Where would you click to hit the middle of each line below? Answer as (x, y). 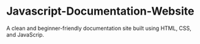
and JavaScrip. (25, 34)
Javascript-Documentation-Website (100, 11)
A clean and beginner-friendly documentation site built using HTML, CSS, (99, 28)
